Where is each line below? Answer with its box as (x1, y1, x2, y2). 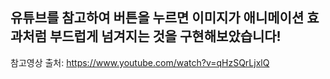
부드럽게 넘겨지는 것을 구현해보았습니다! (49, 28, 282, 45)
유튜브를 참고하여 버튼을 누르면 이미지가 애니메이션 (10, 9, 305, 27)
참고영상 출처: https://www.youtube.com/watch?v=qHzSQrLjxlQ (10, 56, 270, 68)
